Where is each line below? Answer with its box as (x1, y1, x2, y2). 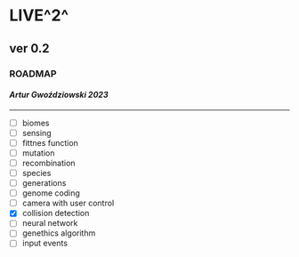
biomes (21, 117, 50, 128)
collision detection (21, 208, 90, 219)
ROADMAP (9, 68, 57, 80)
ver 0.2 (9, 41, 51, 56)
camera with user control (21, 197, 115, 209)
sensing (21, 127, 52, 138)
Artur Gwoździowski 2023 (9, 90, 109, 100)
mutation (21, 148, 55, 158)
